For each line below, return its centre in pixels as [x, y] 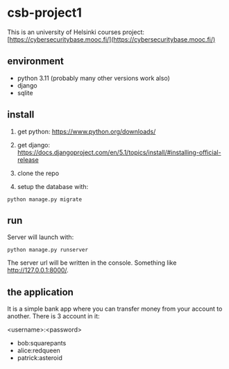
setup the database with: [53, 186]
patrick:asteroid [40, 358]
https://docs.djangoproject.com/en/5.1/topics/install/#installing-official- [119, 152]
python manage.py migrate [44, 199]
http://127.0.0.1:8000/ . [38, 270]
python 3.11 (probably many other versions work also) [93, 78]
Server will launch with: [41, 237]
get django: [34, 145]
